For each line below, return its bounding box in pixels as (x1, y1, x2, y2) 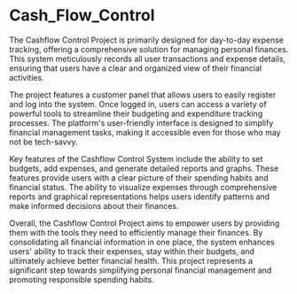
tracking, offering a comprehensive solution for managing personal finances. (9, 43, 289, 54)
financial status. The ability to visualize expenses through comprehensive (9, 182, 277, 192)
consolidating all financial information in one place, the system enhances (9, 236, 275, 247)
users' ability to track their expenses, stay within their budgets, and (9, 245, 255, 257)
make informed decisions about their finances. (9, 200, 179, 211)
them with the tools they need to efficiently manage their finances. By (9, 227, 263, 237)
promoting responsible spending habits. (9, 274, 155, 284)
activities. (9, 72, 44, 82)
